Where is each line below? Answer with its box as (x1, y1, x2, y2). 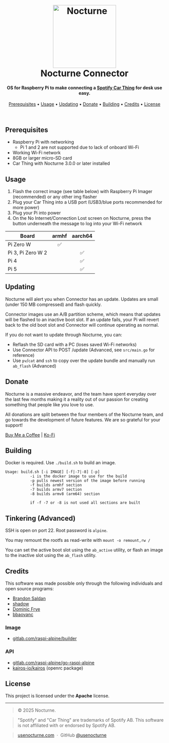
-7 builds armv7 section (30, 487, 82, 492)
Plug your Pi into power (12, 210, 61, 216)
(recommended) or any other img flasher (12, 194, 97, 200)
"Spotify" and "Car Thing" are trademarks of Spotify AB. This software (17, 717, 164, 723)
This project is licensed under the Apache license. (5, 693, 110, 699)
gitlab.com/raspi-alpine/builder (12, 636, 77, 642)
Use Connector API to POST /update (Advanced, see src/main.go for (12, 347, 155, 353)
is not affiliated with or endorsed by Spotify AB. (17, 722, 116, 728)
